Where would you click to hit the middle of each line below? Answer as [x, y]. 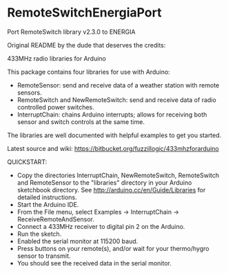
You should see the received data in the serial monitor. [94, 263]
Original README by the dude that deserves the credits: [86, 45]
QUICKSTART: [27, 162]
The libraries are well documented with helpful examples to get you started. [114, 135]
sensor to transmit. [44, 256]
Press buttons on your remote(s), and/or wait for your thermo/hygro [113, 248]
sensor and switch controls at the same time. [81, 121]
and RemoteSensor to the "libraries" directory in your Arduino [104, 182]
